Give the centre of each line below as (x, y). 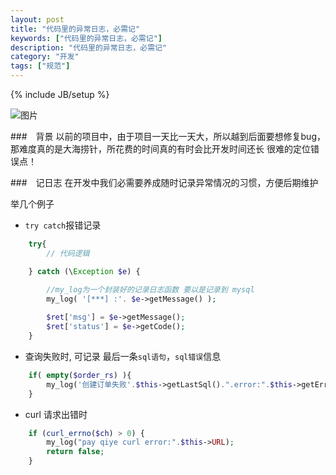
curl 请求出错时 (56, 414)
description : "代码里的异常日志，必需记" (89, 47)
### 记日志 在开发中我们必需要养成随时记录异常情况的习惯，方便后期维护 (164, 182)
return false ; (75, 452)
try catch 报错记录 (63, 225)
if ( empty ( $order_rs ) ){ (80, 375)
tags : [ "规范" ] (40, 66)
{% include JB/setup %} (60, 94)
